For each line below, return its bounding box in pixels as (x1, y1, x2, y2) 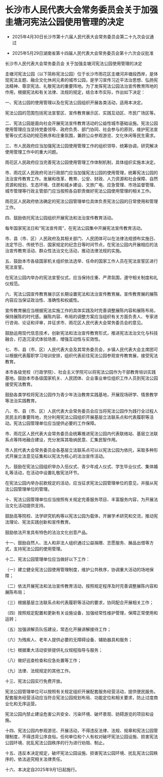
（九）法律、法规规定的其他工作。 (5, 668, 73, 674)
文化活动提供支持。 (9, 502, 48, 508)
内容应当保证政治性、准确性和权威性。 (5, 297, 81, 303)
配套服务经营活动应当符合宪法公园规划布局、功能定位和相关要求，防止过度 (5, 695, 154, 700)
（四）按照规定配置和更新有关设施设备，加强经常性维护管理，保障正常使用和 (5, 610, 158, 616)
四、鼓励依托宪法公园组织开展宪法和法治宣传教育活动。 (5, 215, 115, 220)
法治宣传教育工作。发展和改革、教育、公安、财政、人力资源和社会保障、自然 (5, 176, 158, 181)
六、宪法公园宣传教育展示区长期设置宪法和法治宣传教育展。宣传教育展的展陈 (5, 291, 158, 297)
